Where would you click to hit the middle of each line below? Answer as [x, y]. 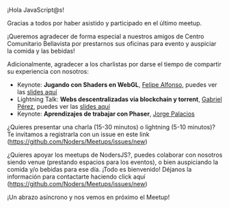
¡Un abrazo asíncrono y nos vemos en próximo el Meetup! [89, 197]
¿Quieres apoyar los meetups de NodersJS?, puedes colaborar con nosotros [115, 155]
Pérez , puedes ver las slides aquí [64, 106]
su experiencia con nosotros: [48, 71]
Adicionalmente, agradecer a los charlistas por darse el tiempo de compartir [114, 64]
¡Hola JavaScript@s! [36, 10]
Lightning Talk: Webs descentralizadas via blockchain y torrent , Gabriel [119, 99]
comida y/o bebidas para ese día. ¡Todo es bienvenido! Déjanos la [99, 169]
